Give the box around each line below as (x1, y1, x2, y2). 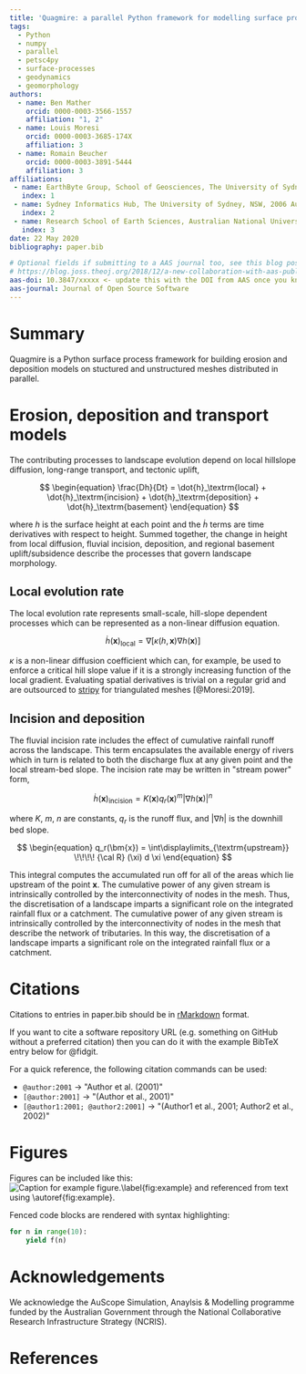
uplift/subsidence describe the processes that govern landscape (9, 548, 252, 559)
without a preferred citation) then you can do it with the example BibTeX (9, 1037, 280, 1048)
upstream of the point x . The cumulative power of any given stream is (9, 879, 270, 890)
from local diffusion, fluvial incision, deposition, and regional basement (9, 538, 275, 549)
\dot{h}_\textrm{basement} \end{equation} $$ (66, 501, 240, 511)
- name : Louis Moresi (17, 124, 100, 133)
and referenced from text (194, 1183, 289, 1193)
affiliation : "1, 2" (25, 115, 104, 124)
